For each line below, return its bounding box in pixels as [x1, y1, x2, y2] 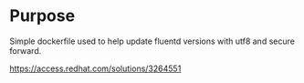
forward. [9, 45, 42, 56]
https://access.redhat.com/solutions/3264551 [9, 63, 182, 74]
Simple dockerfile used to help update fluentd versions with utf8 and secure [9, 36, 295, 47]
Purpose [9, 5, 76, 26]
